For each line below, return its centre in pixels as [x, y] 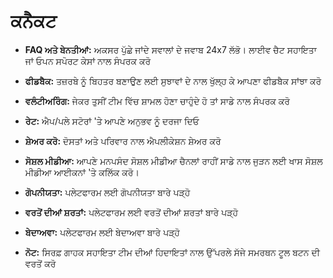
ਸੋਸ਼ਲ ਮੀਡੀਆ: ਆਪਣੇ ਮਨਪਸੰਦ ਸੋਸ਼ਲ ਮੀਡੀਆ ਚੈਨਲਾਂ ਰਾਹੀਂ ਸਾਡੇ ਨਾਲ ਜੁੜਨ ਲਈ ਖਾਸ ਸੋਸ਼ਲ [173, 161]
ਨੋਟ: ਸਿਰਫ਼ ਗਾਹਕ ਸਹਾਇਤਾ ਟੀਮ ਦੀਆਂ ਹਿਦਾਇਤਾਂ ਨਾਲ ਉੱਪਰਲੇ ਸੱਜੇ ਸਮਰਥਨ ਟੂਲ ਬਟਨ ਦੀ [172, 252]
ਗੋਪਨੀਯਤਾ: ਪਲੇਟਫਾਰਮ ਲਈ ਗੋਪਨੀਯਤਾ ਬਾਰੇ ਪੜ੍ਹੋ [107, 192]
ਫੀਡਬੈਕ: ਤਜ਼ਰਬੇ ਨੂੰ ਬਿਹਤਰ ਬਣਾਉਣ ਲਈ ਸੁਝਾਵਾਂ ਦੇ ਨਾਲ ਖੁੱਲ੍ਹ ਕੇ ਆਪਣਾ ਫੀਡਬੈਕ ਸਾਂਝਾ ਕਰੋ [173, 81]
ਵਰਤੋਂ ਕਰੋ [40, 263]
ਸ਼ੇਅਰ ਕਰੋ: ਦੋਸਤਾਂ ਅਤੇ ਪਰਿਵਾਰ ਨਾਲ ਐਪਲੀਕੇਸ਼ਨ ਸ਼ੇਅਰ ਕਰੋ [123, 141]
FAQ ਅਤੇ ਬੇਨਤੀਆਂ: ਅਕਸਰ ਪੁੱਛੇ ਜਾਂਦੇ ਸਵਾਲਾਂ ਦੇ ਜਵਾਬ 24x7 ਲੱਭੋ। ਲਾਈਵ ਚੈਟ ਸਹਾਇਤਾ [170, 49]
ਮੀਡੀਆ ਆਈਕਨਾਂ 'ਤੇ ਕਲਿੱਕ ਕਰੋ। [82, 172]
